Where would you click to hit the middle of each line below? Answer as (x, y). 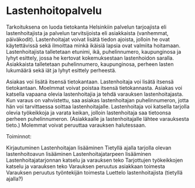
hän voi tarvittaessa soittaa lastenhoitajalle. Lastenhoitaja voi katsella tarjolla (98, 106)
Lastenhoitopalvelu (54, 11)
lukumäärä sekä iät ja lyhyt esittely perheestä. (61, 70)
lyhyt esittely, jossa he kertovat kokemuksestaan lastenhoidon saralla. (90, 58)
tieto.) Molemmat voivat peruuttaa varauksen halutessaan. (76, 125)
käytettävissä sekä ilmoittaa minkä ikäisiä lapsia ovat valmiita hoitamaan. (93, 46)
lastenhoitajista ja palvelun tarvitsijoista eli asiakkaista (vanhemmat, (87, 33)
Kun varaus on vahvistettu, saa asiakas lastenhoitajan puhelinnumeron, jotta (97, 100)
